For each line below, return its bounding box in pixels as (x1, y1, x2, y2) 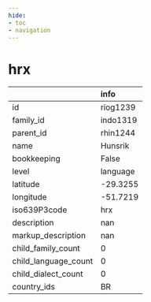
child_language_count (12, 255, 93, 267)
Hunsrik (100, 140, 130, 151)
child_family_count (12, 243, 80, 254)
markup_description (12, 230, 87, 241)
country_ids (12, 281, 55, 293)
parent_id (12, 128, 47, 139)
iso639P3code (12, 204, 68, 215)
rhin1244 (100, 128, 136, 139)
